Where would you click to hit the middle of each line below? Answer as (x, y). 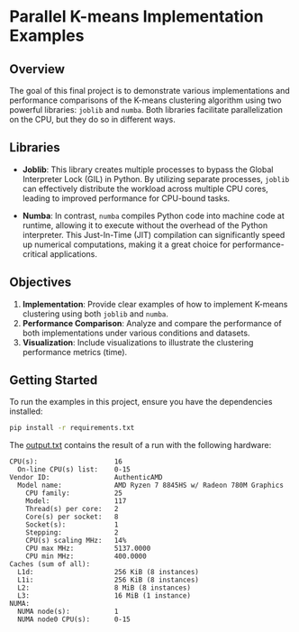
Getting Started (54, 380)
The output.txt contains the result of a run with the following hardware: (140, 445)
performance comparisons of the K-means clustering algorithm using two (145, 100)
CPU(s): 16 (66, 462)
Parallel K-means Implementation (136, 17)
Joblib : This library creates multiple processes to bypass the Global (148, 169)
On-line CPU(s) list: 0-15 (74, 470)
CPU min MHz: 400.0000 (86, 556)
